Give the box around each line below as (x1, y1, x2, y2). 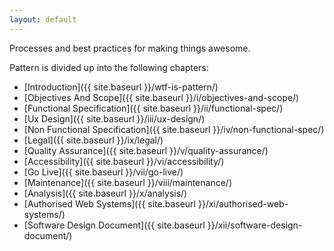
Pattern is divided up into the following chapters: (9, 61, 209, 73)
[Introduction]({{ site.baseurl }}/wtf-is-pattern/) (23, 81, 219, 93)
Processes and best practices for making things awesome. (9, 42, 251, 54)
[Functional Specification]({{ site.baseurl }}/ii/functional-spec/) (23, 102, 284, 114)
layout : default (9, 14, 77, 25)
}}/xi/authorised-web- (197, 197, 289, 210)
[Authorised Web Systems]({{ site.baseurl (23, 197, 196, 210)
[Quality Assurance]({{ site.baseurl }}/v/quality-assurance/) (23, 144, 269, 156)
